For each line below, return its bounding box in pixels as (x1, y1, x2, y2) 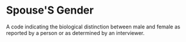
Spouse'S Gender (6, 4, 94, 17)
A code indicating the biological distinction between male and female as (6, 23, 181, 30)
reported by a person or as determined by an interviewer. (6, 29, 145, 36)
